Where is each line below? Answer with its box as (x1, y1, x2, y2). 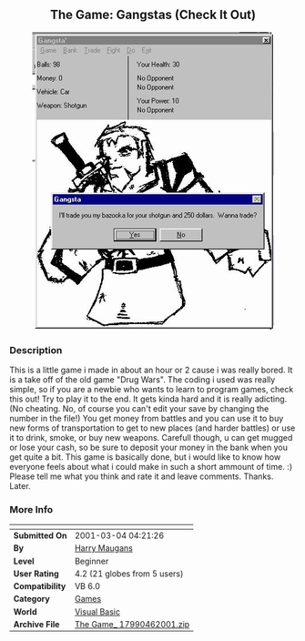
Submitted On (13, 530, 67, 541)
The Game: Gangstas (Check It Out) (49, 7, 257, 23)
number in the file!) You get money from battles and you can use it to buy (9, 413, 284, 424)
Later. (9, 481, 31, 492)
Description (9, 343, 63, 356)
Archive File (13, 618, 60, 629)
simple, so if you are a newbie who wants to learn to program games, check (9, 384, 294, 395)
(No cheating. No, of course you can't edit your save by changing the (9, 403, 269, 414)
